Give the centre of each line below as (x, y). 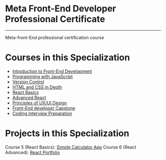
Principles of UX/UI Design (40, 103)
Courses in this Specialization (67, 58)
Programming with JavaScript (42, 76)
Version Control (28, 82)
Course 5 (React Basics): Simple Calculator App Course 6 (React (71, 147)
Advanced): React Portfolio (33, 152)
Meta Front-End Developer (61, 9)
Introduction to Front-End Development (52, 71)
